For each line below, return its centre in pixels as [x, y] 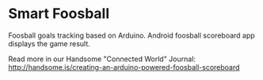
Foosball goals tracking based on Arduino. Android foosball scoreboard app [131, 35]
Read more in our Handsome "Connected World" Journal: [102, 59]
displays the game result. [50, 43]
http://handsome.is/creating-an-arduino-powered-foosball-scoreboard [124, 67]
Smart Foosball [59, 14]
